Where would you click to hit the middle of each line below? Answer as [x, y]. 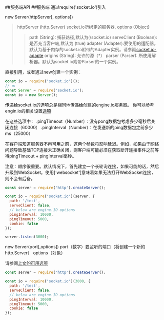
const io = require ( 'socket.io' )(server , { [50, 196]
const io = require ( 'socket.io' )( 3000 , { [48, 282]
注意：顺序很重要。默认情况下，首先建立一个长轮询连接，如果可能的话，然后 [82, 166]
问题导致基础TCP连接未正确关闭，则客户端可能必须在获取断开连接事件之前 [80, 150]
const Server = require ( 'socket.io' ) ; [44, 90]
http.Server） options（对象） [35, 253]
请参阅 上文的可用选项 [26, 263]
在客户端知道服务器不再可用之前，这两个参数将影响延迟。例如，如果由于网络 [82, 144]
